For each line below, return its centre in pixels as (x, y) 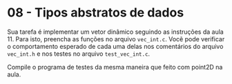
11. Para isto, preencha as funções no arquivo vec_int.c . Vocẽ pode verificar (116, 39)
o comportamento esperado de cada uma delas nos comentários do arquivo (115, 46)
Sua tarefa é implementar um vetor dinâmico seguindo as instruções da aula (116, 32)
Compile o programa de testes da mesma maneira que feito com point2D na (115, 67)
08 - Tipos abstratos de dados (96, 13)
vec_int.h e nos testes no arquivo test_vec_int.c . (79, 54)
